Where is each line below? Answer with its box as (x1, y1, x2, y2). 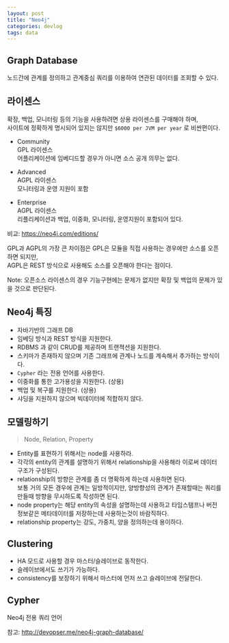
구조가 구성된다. (16, 466, 59, 474)
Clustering (7, 537, 53, 549)
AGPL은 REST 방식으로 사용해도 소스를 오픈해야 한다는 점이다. (7, 261, 173, 269)
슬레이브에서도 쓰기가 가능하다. (16, 566, 100, 574)
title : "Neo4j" (7, 16, 51, 23)
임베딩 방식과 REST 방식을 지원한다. (16, 334, 113, 343)
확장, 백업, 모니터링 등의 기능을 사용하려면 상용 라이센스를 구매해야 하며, (7, 114, 198, 123)
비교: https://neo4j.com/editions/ (7, 229, 99, 237)
